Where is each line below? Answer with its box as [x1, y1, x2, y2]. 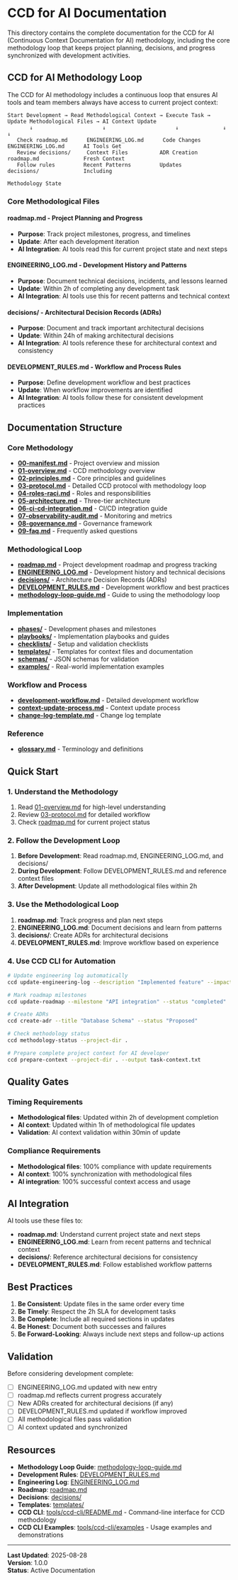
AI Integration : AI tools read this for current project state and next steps [17, 245, 228, 253]
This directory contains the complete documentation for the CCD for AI [7, 28, 215, 37]
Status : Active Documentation [7, 1566, 96, 1575]
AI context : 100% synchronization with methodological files [17, 1169, 193, 1178]
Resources [7, 1444, 56, 1456]
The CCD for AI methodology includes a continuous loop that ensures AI [7, 90, 218, 99]
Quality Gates [7, 1076, 69, 1088]
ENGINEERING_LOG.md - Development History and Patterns [7, 261, 188, 269]
